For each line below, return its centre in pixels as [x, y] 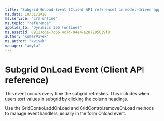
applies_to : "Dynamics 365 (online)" [43, 28]
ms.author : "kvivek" [26, 41]
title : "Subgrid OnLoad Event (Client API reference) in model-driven [78, 9]
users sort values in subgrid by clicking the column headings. [67, 99]
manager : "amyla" [23, 46]
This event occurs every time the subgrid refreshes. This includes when [77, 93]
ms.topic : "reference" [28, 23]
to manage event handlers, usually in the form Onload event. [66, 113]
